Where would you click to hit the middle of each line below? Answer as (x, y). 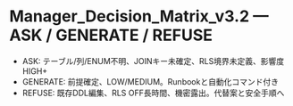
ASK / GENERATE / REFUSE (111, 35)
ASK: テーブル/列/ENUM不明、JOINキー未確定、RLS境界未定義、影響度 (153, 61)
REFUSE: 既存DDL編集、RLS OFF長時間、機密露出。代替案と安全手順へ (153, 93)
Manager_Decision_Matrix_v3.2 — (139, 16)
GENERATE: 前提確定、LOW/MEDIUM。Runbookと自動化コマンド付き (151, 81)
